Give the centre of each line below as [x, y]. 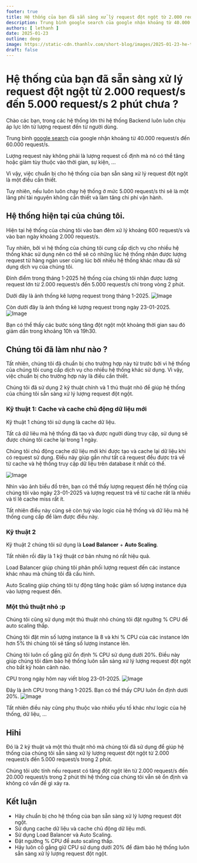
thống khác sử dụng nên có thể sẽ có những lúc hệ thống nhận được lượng [96, 254]
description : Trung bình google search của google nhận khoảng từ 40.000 [98, 22]
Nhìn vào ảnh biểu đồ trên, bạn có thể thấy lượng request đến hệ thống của [97, 486]
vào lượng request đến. [34, 591]
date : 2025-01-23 [27, 34]
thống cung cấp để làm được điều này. [52, 517]
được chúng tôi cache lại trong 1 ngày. [52, 439]
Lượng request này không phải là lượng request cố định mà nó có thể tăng [95, 156]
